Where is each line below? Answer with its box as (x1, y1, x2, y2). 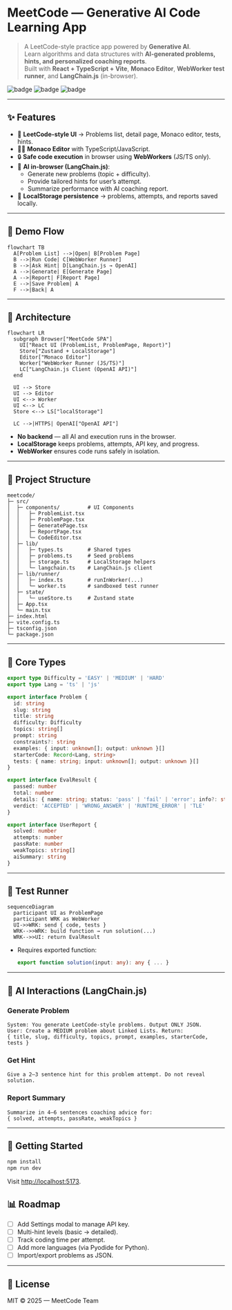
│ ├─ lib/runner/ (7, 571, 60, 578)
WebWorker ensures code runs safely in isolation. (17, 447, 160, 455)
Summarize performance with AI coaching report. (27, 184, 169, 193)
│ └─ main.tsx (7, 607, 51, 614)
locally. (17, 199, 38, 207)
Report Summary (7, 1093, 66, 1103)
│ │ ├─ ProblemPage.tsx (7, 516, 85, 523)
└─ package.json (7, 631, 54, 638)
